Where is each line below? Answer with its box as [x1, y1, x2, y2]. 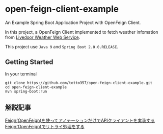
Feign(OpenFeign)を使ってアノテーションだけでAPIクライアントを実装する [5, 117, 155, 123]
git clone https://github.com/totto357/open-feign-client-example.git [5, 80, 153, 85]
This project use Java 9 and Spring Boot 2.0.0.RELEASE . [5, 44, 119, 49]
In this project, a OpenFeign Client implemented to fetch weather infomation [5, 29, 159, 35]
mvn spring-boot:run [5, 89, 48, 94]
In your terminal [5, 71, 37, 77]
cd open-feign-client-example [5, 85, 67, 89]
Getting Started [5, 58, 54, 67]
